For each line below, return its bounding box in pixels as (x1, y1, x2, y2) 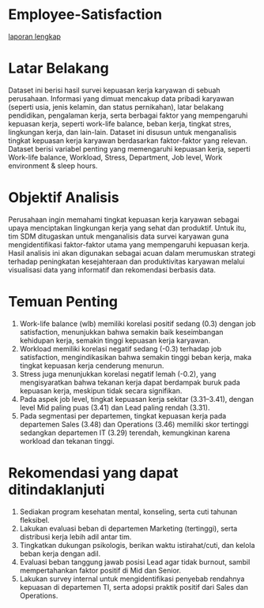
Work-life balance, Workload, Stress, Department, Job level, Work (8, 152, 223, 162)
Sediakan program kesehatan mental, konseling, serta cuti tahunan (19, 507, 238, 516)
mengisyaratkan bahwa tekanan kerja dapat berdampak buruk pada (19, 377, 241, 387)
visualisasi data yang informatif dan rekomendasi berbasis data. (8, 265, 216, 274)
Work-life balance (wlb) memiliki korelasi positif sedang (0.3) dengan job (19, 318, 256, 328)
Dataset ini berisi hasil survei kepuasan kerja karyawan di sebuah (8, 85, 221, 95)
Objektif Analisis (8, 189, 120, 207)
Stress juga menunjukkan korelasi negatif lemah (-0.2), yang (19, 369, 217, 378)
